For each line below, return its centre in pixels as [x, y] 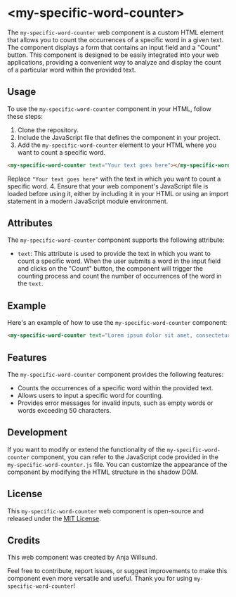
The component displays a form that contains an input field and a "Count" [114, 47]
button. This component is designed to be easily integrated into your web [113, 55]
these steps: [25, 116]
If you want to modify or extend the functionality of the [86, 449]
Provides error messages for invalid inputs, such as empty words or [115, 403]
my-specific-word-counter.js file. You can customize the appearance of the [117, 464]
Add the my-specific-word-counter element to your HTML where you [117, 145]
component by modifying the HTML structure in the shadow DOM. [103, 472]
